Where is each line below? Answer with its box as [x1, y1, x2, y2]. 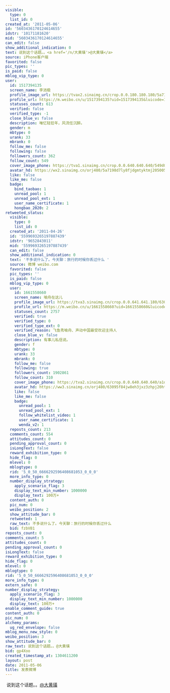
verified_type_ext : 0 [14, 323, 60, 329]
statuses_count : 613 [10, 102, 53, 107]
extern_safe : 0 [5, 582, 37, 588]
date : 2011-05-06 [5, 663, 42, 668]
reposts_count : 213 [10, 427, 51, 432]
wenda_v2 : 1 [18, 422, 44, 427]
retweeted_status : [5, 210, 44, 215]
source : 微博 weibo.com [10, 262, 58, 267]
